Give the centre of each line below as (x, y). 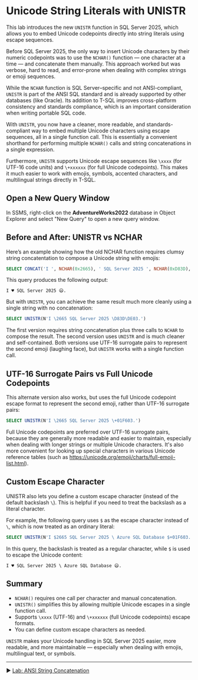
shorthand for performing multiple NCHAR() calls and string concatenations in (99, 143)
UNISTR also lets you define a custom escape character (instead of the (92, 496)
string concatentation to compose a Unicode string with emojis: (83, 258)
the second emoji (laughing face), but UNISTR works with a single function (95, 349)
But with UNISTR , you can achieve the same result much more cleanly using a (99, 302)
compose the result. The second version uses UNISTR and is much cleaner (96, 336)
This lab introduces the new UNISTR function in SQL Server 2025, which (92, 27)
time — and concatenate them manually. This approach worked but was (93, 64)
